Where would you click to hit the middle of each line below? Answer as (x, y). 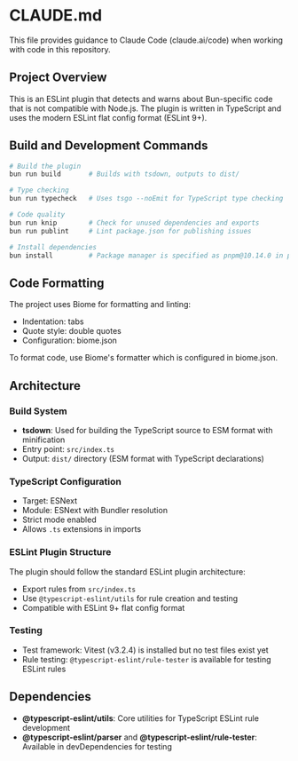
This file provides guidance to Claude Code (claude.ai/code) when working (146, 40)
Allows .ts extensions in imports (82, 529)
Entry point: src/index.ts (68, 448)
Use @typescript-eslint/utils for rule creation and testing (130, 598)
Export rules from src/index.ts (78, 589)
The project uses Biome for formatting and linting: (100, 305)
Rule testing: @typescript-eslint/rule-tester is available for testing (147, 659)
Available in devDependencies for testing (97, 746)
